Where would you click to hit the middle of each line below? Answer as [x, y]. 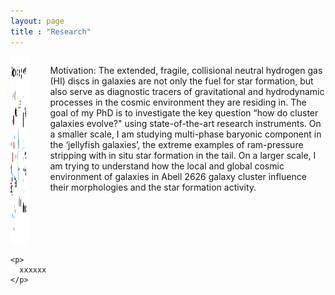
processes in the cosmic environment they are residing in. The [178, 102]
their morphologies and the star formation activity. [153, 187]
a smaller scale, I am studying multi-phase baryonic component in [185, 134]
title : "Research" [51, 31]
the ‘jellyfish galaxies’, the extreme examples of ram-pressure [176, 144]
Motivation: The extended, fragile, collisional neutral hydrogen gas [186, 70]
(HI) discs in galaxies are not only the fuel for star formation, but [181, 81]
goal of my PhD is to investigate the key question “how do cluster [184, 112]
